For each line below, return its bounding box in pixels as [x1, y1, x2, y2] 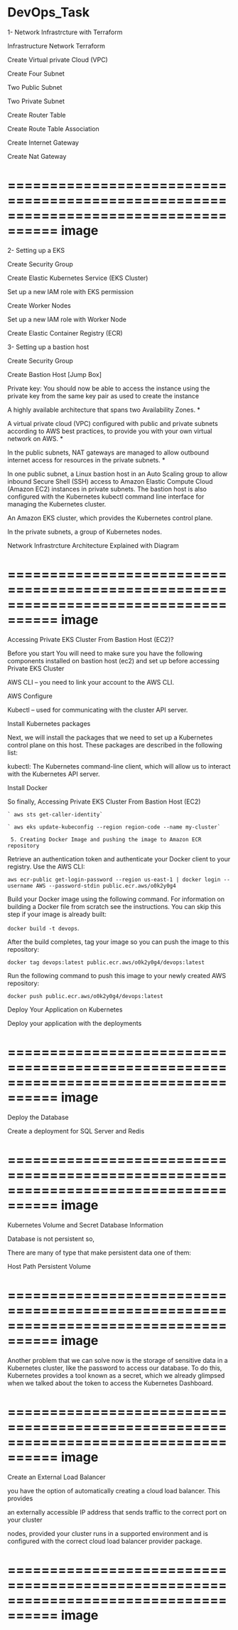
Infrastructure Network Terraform [7, 41, 105, 50]
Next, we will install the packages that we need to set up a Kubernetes [7, 733, 213, 742]
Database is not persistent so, [7, 1234, 94, 1243]
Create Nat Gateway [7, 152, 67, 160]
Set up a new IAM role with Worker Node [7, 315, 126, 323]
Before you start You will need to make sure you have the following [7, 649, 203, 658]
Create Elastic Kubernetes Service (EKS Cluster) [7, 274, 148, 282]
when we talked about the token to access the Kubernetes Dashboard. [7, 1379, 214, 1387]
